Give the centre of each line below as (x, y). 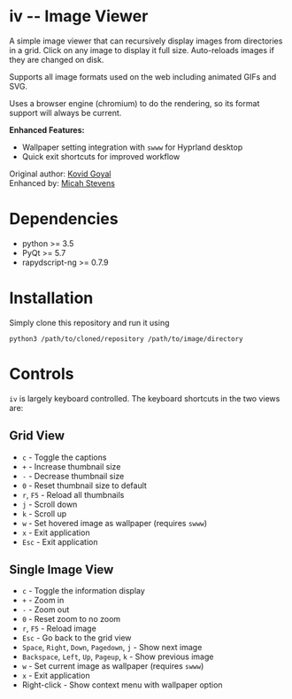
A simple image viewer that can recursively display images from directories (146, 41)
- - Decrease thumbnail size (73, 476)
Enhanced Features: (47, 129)
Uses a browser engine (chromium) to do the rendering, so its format (134, 103)
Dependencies (64, 219)
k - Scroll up (44, 513)
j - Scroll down (50, 504)
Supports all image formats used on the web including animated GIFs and (143, 76)
